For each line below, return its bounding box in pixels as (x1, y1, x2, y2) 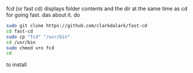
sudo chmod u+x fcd (6, 45, 55, 51)
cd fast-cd (6, 28, 33, 34)
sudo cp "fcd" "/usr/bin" (6, 34, 70, 40)
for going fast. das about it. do (6, 11, 80, 18)
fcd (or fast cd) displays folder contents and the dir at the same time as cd (6, 5, 188, 12)
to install (6, 61, 27, 68)
